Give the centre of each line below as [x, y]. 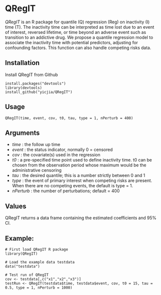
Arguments [23, 133]
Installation [22, 63]
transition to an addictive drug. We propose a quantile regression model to [79, 37]
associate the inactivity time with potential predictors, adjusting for [72, 42]
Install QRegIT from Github [32, 74]
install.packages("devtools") [36, 83]
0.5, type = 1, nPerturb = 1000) [39, 288]
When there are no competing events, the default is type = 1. [72, 186]
